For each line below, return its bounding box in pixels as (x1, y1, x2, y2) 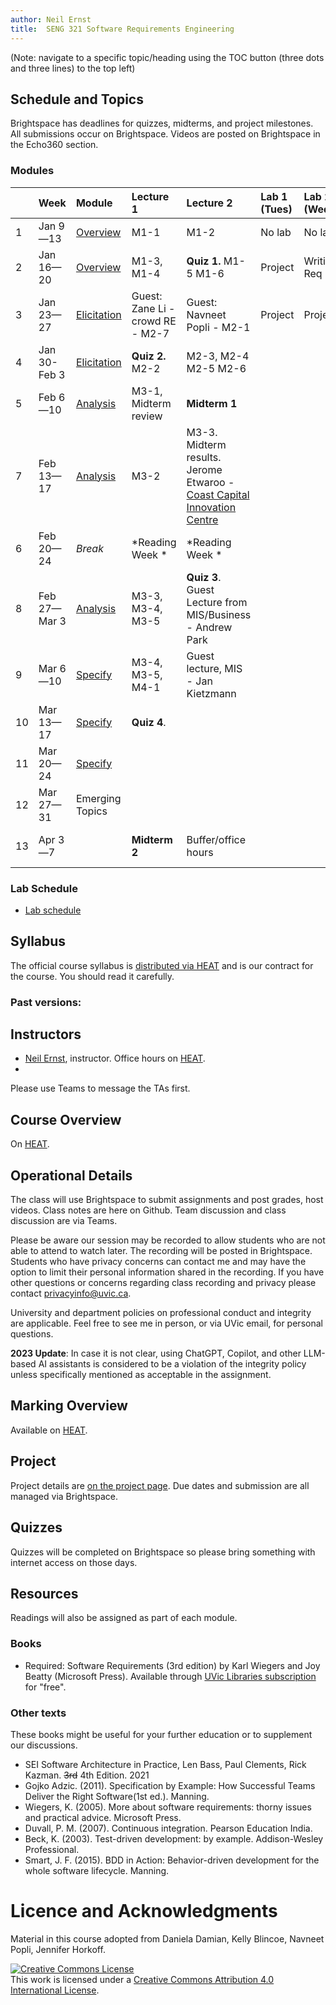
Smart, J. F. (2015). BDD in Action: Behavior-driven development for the (24, 1854, 320, 1866)
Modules (10, 164, 55, 178)
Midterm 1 (186, 396, 238, 410)
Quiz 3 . (186, 570, 222, 584)
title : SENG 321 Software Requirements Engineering (10, 24, 235, 34)
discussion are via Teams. (10, 1215, 118, 1227)
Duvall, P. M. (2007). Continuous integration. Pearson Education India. (24, 1822, 313, 1834)
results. (186, 450, 222, 464)
